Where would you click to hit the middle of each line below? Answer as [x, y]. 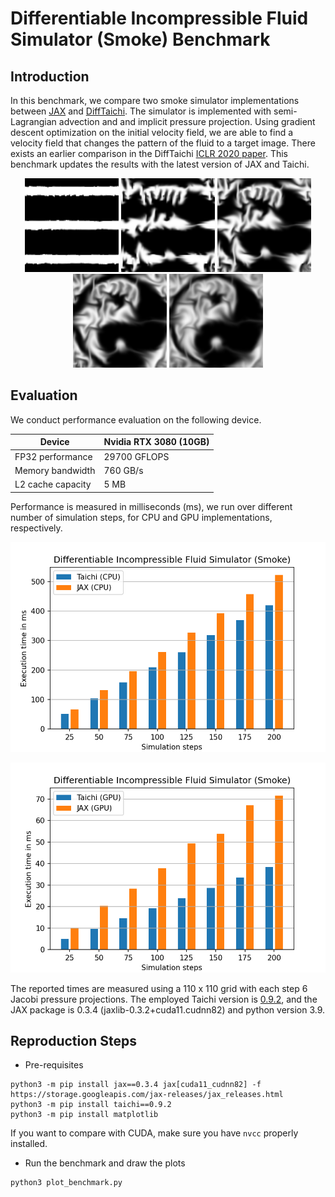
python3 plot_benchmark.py [66, 1183]
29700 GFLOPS [136, 456]
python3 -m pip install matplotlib [84, 1115]
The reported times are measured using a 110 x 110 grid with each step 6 [159, 988]
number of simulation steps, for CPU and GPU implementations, [141, 517]
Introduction [50, 76]
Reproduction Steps [73, 1040]
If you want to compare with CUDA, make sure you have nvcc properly [154, 1133]
